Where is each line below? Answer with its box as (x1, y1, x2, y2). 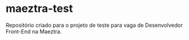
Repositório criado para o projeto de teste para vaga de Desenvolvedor (5, 21, 183, 29)
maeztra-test (5, 2, 73, 16)
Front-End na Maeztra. (5, 27, 62, 35)
